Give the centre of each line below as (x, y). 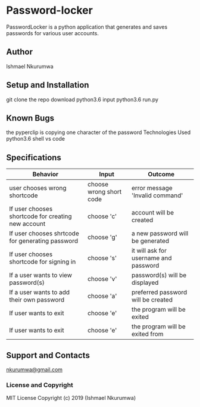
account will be (153, 213)
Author (19, 52)
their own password (37, 300)
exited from (147, 334)
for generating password (44, 241)
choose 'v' (102, 279)
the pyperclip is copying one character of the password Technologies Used (99, 132)
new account (27, 224)
